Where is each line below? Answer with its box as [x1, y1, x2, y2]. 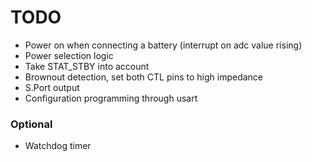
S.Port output [24, 81, 80, 93]
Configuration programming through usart [24, 92, 198, 104]
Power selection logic [24, 49, 114, 61]
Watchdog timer [24, 140, 92, 152]
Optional [10, 117, 53, 131]
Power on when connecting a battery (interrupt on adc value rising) [24, 39, 303, 51]
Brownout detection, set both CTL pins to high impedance [24, 71, 264, 83]
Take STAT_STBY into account [24, 60, 150, 72]
